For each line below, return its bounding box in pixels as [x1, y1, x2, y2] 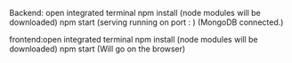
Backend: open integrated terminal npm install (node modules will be [9, 8, 261, 18]
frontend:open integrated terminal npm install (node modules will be [9, 35, 258, 44]
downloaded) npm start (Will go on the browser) [9, 43, 186, 54]
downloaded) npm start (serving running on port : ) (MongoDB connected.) [9, 17, 284, 28]
